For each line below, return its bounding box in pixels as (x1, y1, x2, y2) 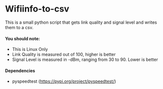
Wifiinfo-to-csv (5, 3, 70, 15)
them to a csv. (5, 24, 34, 30)
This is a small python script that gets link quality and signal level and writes (5, 19, 157, 25)
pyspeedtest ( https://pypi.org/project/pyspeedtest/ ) (12, 78, 116, 84)
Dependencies (5, 68, 36, 74)
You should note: (5, 35, 40, 42)
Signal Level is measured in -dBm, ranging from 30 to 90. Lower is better (12, 57, 158, 62)
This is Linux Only (12, 46, 48, 52)
